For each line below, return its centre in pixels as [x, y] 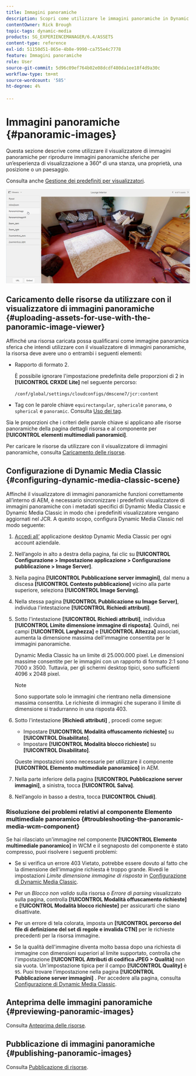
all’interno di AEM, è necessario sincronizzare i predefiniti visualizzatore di [95, 501]
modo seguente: [26, 525]
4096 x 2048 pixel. [37, 674]
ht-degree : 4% [23, 87]
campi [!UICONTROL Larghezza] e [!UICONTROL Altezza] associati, [97, 632]
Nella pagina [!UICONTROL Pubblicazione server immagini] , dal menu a [102, 578]
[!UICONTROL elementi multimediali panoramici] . [67, 435]
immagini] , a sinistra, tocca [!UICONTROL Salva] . [74, 785]
